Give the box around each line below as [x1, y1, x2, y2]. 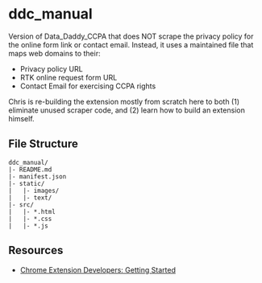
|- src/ [8, 200, 35, 209]
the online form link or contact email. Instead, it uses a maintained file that [8, 39, 254, 49]
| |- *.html [8, 207, 56, 215]
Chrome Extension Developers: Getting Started [19, 265, 176, 274]
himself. [8, 113, 35, 123]
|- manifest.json [8, 172, 67, 181]
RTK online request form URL [19, 72, 118, 82]
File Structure [8, 137, 78, 151]
